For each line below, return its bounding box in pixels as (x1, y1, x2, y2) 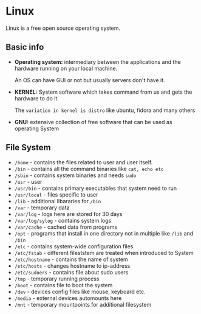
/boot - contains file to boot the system (14, 281, 113, 288)
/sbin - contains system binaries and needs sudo (14, 172, 137, 179)
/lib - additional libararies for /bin (14, 197, 101, 204)
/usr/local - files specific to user (14, 190, 98, 198)
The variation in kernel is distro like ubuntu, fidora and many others (14, 106, 196, 114)
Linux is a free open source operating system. (5, 24, 121, 32)
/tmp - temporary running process (14, 275, 100, 282)
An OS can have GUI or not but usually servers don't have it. (14, 76, 165, 83)
